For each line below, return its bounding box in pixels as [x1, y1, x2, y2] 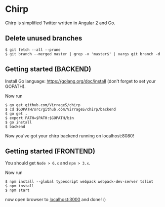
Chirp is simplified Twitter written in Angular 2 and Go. [5, 20, 116, 26]
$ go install [5, 120, 32, 124]
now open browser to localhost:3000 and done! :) [5, 197, 106, 203]
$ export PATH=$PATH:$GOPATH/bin [5, 115, 74, 121]
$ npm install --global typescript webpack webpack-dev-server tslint [5, 179, 154, 184]
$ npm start [5, 188, 30, 193]
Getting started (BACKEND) [5, 65, 91, 74]
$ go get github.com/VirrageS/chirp [5, 102, 81, 107]
